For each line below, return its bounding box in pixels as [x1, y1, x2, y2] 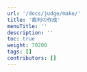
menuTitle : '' [7, 23, 48, 29]
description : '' [7, 29, 53, 36]
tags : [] [7, 49, 32, 56]
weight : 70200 [7, 42, 48, 49]
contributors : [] [7, 55, 57, 62]
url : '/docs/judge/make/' [7, 10, 81, 17]
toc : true [7, 36, 36, 43]
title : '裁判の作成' [7, 16, 60, 23]
